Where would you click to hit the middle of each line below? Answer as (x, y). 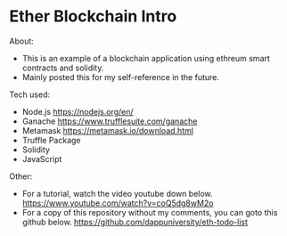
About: (21, 41)
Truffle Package (51, 140)
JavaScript (42, 159)
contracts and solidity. (63, 68)
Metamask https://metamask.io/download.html (108, 130)
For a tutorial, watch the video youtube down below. (117, 193)
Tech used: (30, 94)
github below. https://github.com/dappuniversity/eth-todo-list (135, 222)
